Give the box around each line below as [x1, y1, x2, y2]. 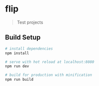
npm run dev [5, 64, 29, 69]
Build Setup [5, 33, 41, 42]
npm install [5, 51, 29, 56]
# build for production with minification [5, 72, 92, 78]
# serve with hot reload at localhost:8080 [5, 59, 95, 64]
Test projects [16, 19, 44, 25]
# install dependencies [5, 46, 53, 51]
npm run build [5, 77, 34, 82]
